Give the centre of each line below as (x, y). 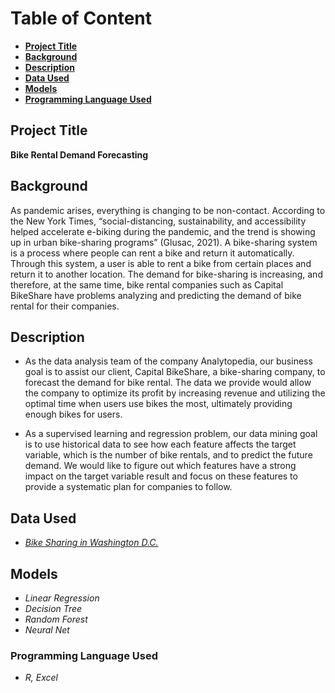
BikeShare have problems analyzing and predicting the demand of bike (156, 295)
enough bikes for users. (73, 414)
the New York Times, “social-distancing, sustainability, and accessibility (158, 221)
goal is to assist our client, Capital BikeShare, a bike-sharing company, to (175, 372)
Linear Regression (62, 598)
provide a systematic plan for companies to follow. (128, 487)
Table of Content (81, 18)
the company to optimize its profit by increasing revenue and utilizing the (175, 393)
